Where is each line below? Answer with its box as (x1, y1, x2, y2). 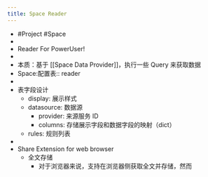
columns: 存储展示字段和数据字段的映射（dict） (38, 120, 176, 129)
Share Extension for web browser (17, 145, 114, 153)
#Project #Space (17, 29, 67, 38)
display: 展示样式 (27, 94, 77, 103)
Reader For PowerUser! (17, 44, 85, 53)
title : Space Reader (7, 10, 68, 18)
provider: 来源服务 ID (38, 112, 99, 120)
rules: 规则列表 (27, 129, 71, 138)
